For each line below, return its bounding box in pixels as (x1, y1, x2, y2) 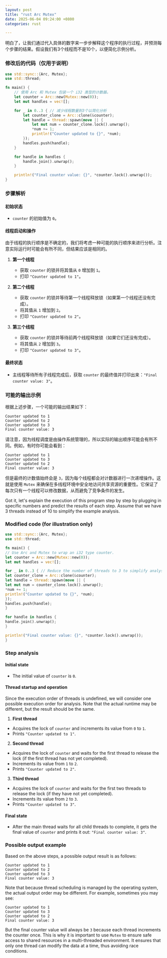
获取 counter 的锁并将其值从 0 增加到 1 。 (19, 267, 103, 273)
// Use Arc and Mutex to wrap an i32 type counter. (5, 550, 114, 555)
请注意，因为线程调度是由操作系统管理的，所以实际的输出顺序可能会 (5, 436, 145, 442)
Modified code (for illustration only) (5, 520, 93, 527)
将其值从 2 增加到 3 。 (19, 341, 63, 347)
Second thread (12, 740, 44, 746)
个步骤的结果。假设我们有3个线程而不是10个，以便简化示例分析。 (5, 46, 139, 52)
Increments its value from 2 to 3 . (12, 796, 79, 802)
